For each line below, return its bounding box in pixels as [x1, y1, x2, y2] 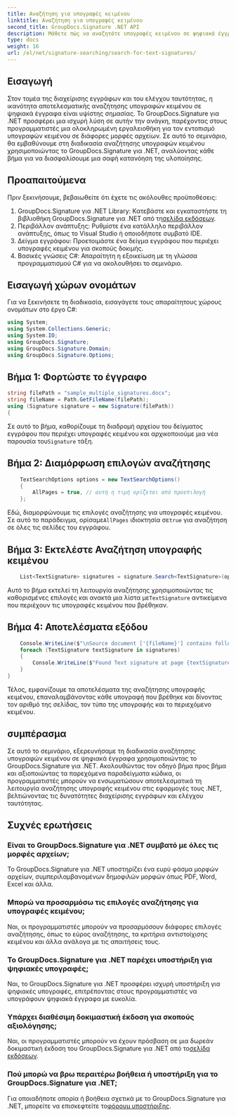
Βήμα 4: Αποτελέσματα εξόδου [7, 621, 148, 633]
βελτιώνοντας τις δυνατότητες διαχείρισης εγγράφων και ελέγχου [7, 792, 204, 800]
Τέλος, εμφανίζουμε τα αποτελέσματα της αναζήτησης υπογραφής [7, 685, 206, 693]
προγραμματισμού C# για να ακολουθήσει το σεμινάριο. [17, 259, 183, 267]
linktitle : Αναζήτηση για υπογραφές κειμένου [7, 17, 143, 24]
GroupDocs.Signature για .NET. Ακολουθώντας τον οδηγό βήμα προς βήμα [7, 761, 227, 770]
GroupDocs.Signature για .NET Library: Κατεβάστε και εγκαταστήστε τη [17, 207, 227, 215]
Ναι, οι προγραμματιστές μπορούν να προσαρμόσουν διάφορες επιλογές [7, 922, 222, 931]
